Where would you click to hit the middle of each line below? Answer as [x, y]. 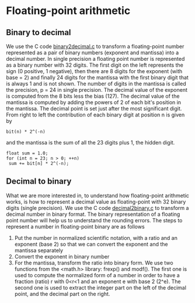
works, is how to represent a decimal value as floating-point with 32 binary [96, 202]
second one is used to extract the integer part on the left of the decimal [100, 287]
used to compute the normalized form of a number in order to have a [97, 275]
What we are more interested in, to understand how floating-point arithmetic [98, 195]
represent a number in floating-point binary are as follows [75, 226]
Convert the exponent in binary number [62, 256]
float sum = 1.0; [27, 153]
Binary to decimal [39, 32]
